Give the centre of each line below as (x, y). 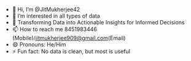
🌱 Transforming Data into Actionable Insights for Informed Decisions (99, 22)
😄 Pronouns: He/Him (39, 45)
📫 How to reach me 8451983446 (54, 29)
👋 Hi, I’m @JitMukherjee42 (46, 9)
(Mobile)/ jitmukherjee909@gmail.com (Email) (69, 38)
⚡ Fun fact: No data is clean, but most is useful (71, 51)
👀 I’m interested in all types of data (56, 16)
